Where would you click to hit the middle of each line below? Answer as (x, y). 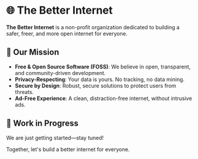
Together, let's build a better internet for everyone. (68, 149)
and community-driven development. (60, 73)
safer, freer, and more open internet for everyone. (67, 33)
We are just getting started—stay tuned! (55, 138)
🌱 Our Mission (33, 52)
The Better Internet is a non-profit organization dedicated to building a (93, 27)
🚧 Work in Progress (43, 124)
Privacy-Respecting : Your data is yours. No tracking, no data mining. (100, 79)
